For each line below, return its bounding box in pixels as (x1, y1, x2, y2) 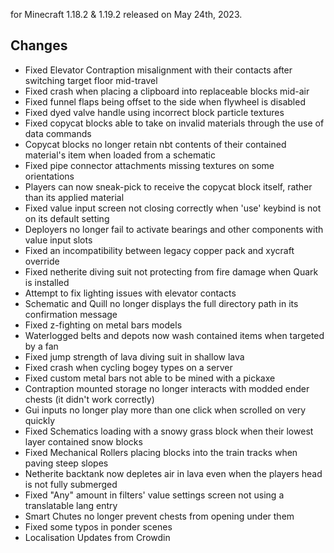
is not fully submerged (24, 478, 118, 490)
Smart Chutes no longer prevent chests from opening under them (24, 510, 295, 522)
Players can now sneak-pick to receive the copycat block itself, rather (24, 180, 313, 193)
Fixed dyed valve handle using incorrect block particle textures (24, 106, 285, 118)
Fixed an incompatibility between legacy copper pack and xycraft (24, 244, 295, 256)
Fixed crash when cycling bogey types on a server (24, 361, 233, 373)
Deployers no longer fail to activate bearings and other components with (24, 223, 324, 235)
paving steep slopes (24, 457, 109, 469)
